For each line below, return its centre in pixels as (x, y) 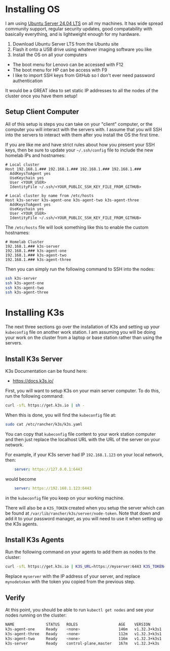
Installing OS (33, 9)
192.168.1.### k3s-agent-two (36, 255)
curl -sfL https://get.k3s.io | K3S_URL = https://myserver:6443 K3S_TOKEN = (86, 567)
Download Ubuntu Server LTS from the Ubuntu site (66, 44)
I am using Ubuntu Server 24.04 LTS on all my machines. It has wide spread (84, 23)
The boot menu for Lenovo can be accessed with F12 (68, 64)
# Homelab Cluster (25, 242)
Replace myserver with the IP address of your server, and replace (73, 577)
